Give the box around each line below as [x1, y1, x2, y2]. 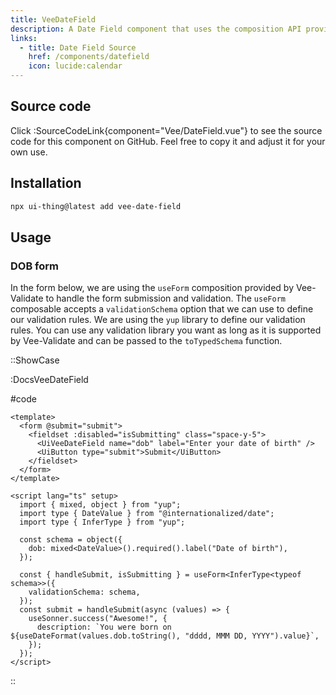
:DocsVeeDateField [10, 374, 89, 386]
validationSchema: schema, [28, 587, 141, 598]
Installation [10, 175, 82, 192]
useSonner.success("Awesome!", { [28, 614, 168, 624]
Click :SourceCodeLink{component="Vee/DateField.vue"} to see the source [10, 124, 323, 136]
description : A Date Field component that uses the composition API [10, 24, 302, 34]
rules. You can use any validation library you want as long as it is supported [10, 324, 322, 336]
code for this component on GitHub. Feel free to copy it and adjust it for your [10, 135, 326, 147]
